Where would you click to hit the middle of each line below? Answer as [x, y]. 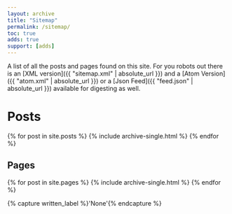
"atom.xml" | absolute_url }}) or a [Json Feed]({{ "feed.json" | [105, 81]
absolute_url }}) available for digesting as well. [74, 88]
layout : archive [31, 14]
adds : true [23, 40]
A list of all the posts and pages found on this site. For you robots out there [115, 66]
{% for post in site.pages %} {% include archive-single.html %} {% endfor [114, 182]
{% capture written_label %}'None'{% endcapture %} [85, 203]
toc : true [22, 33]
